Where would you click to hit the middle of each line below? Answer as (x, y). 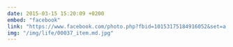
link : (15, 26)
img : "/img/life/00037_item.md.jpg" (60, 33)
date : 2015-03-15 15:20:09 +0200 (56, 13)
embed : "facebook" (34, 20)
